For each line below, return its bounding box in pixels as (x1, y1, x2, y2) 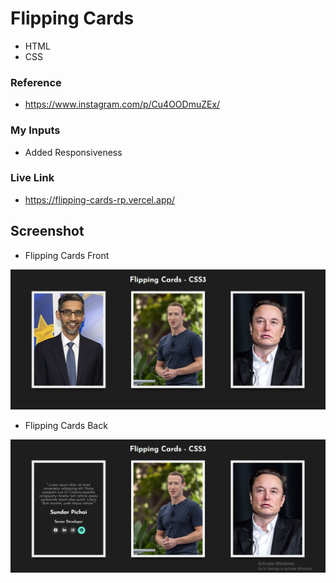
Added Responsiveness (24, 146, 123, 158)
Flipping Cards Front (24, 249, 110, 261)
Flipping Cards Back (24, 419, 108, 431)
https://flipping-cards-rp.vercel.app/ (24, 193, 176, 206)
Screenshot (10, 223, 85, 240)
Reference (10, 75, 62, 89)
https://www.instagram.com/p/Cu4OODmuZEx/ (24, 98, 221, 111)
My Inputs (10, 123, 61, 137)
